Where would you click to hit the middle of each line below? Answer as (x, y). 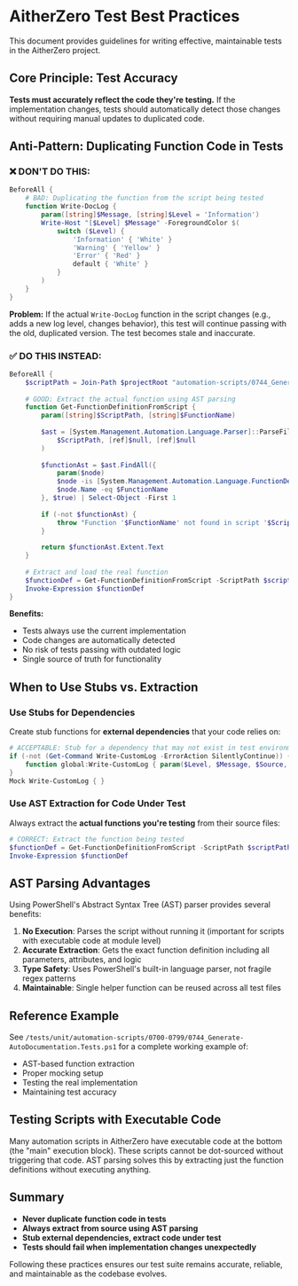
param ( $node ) (80, 473)
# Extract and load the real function (97, 572)
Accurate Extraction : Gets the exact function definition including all (146, 950)
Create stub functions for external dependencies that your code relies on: (145, 732)
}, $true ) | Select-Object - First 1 (109, 498)
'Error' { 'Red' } (106, 256)
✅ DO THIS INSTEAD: (55, 356)
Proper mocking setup (63, 1073)
